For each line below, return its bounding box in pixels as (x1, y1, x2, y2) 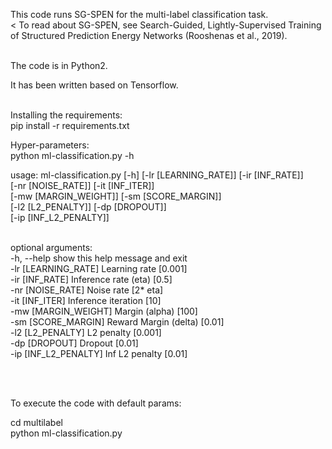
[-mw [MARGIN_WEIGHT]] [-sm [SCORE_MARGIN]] (10, 190, 222, 202)
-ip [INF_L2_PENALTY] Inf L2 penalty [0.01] (10, 348, 188, 359)
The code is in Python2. (10, 60, 108, 71)
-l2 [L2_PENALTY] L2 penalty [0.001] (10, 327, 162, 338)
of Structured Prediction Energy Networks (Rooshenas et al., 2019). (10, 30, 288, 41)
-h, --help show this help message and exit (10, 252, 188, 264)
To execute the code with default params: (10, 397, 182, 409)
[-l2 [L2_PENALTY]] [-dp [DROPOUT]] (10, 201, 167, 213)
